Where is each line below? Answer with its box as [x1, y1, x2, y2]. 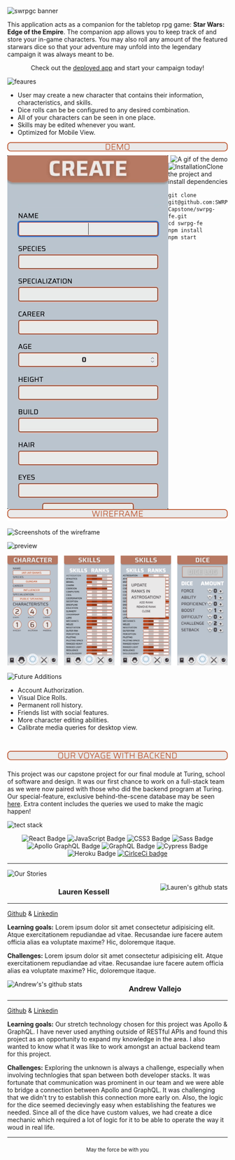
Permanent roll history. [17, 701, 83, 709]
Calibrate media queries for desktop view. [17, 723, 138, 732]
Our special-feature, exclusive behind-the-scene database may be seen [7, 792, 215, 800]
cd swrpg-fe [168, 220, 203, 228]
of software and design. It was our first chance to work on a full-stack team [7, 777, 225, 786]
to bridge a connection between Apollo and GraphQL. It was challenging [7, 1086, 215, 1095]
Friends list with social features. [17, 708, 109, 716]
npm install [168, 227, 203, 235]
